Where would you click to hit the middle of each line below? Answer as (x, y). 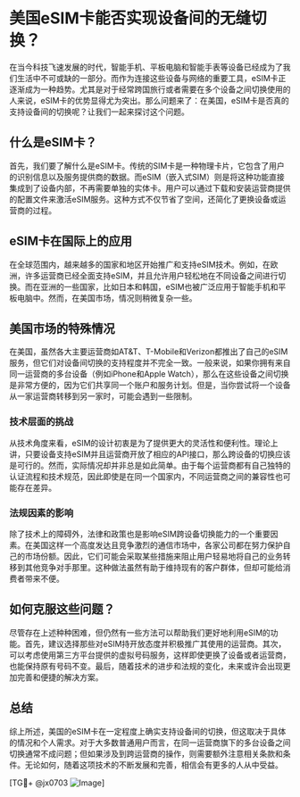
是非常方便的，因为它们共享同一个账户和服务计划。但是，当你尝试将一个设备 (150, 386)
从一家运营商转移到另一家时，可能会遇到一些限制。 (103, 396)
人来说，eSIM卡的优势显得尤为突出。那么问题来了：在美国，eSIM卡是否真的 (150, 100)
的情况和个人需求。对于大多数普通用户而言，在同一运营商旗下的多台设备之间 (150, 743)
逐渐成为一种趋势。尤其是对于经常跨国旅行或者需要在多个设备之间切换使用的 (150, 89)
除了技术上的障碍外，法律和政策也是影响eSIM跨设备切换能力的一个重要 (140, 534)
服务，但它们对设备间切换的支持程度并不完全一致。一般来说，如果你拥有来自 (150, 363)
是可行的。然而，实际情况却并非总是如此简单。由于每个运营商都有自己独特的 (150, 465)
